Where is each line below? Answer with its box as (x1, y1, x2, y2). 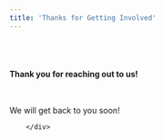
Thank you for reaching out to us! (9, 69, 138, 80)
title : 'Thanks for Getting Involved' (9, 13, 157, 23)
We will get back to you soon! (9, 105, 120, 115)
